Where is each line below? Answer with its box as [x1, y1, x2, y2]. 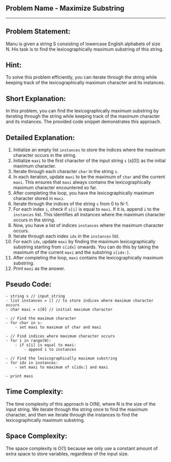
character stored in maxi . [13, 195, 65, 202]
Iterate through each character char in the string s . [13, 169, 119, 175]
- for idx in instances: [6, 360, 58, 365]
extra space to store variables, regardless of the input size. [6, 450, 129, 456]
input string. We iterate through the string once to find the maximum [6, 406, 148, 412]
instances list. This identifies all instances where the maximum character [13, 212, 165, 218]
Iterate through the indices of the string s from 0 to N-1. [13, 201, 129, 207]
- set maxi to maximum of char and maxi [15, 324, 101, 329]
